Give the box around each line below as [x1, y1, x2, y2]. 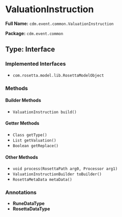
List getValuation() [12, 138, 56, 143]
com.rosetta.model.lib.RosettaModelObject [12, 73, 104, 78]
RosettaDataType [12, 206, 50, 212]
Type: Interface [5, 45, 55, 54]
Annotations [5, 189, 37, 196]
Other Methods [5, 154, 38, 160]
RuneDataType [12, 200, 45, 207]
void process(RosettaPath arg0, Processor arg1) [12, 167, 118, 172]
